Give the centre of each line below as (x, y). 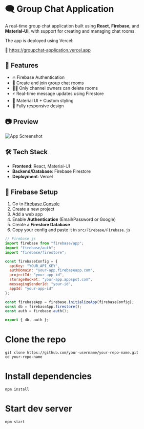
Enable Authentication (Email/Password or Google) (64, 219)
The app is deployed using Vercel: (39, 40)
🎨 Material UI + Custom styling (43, 100)
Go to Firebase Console (36, 204)
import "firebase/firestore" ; (36, 252)
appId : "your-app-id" (31, 288)
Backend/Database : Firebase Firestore (51, 171)
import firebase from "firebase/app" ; (44, 243)
